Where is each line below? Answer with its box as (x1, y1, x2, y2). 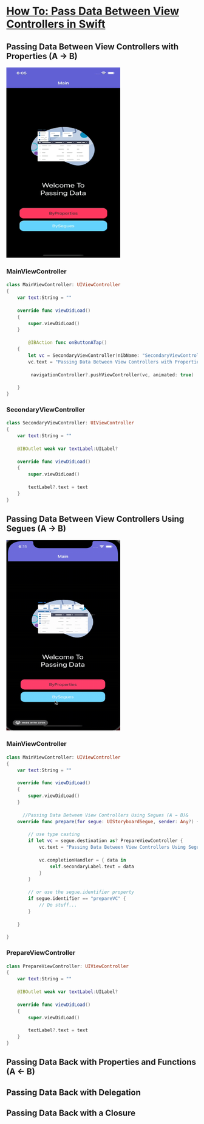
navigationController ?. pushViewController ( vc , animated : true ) (30, 371, 194, 378)
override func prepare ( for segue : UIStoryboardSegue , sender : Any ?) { (17, 818, 200, 824)
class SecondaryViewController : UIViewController (6, 420, 135, 426)
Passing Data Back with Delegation (6, 1087, 141, 1097)
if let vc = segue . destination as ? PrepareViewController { (28, 838, 183, 844)
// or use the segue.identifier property (28, 889, 135, 896)
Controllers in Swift (6, 17, 106, 31)
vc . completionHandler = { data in (38, 857, 126, 863)
